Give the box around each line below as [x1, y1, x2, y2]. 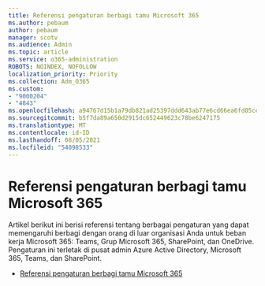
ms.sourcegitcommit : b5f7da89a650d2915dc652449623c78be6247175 [8, 114, 221, 122]
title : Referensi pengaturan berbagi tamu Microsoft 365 [8, 11, 200, 20]
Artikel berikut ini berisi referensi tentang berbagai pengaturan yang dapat [8, 220, 249, 229]
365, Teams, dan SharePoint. [8, 254, 103, 263]
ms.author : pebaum [8, 19, 69, 27]
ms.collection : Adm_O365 [8, 77, 90, 85]
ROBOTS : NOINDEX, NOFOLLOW [8, 63, 97, 71]
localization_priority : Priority [8, 70, 118, 78]
